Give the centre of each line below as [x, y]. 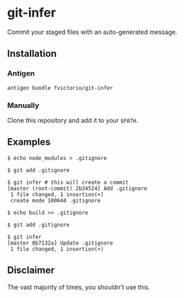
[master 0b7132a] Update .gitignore [60, 243]
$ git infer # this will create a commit [68, 182]
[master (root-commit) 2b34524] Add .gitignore [77, 189]
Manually [23, 105]
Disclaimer [31, 271]
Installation [32, 54]
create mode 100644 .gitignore [55, 200]
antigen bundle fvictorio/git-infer [60, 88]
